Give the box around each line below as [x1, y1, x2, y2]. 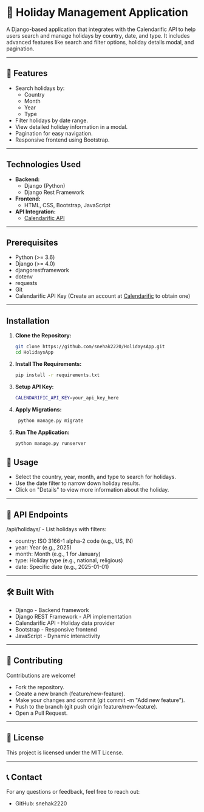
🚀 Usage [6, 457, 38, 467]
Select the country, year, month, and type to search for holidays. [15, 473, 177, 481]
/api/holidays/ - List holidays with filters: [6, 526, 107, 533]
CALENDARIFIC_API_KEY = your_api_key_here [15, 394, 119, 401]
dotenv [15, 273, 33, 280]
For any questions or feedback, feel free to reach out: [6, 788, 140, 796]
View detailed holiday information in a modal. [15, 123, 128, 130]
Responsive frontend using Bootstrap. [15, 136, 110, 143]
